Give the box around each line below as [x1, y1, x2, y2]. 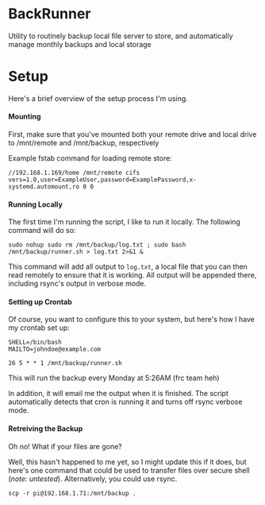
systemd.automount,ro [8, 183, 80, 191]
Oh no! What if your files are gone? [8, 441, 123, 451]
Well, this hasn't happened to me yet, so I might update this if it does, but [8, 456, 248, 466]
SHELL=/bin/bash [8, 339, 62, 347]
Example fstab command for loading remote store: [8, 153, 172, 163]
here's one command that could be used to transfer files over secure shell [8, 465, 250, 475]
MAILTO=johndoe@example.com [8, 345, 102, 354]
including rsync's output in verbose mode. [8, 279, 147, 289]
